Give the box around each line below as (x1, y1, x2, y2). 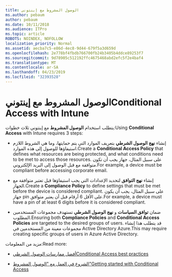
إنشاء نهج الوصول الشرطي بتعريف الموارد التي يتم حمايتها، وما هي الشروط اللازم (12, 140, 166, 146)
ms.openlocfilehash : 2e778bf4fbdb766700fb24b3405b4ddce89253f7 (5, 50, 144, 56)
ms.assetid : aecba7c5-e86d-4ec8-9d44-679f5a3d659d (5, 46, 116, 51)
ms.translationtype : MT (5, 60, 56, 65)
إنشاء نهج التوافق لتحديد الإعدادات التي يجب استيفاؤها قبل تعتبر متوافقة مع (12, 177, 154, 183)
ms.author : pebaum (5, 12, 45, 17)
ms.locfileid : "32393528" (5, 75, 61, 80)
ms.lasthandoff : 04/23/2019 (5, 70, 66, 75)
